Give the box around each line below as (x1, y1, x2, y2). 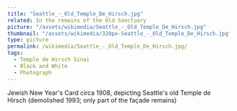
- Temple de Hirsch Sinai (13, 56, 90, 63)
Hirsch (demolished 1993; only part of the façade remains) (7, 96, 177, 104)
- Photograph (13, 69, 52, 76)
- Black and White (13, 63, 68, 70)
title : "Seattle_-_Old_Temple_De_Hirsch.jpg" (7, 10, 143, 18)
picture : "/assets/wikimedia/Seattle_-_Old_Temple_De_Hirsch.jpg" (7, 23, 207, 30)
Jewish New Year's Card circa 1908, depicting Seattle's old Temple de (7, 89, 212, 97)
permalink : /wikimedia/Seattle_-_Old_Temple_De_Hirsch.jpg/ (7, 43, 188, 50)
